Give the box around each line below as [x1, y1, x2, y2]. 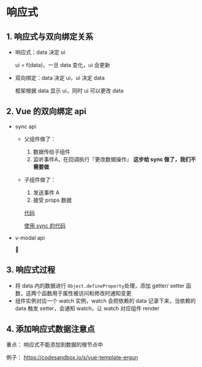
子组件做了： [24, 176, 56, 183]
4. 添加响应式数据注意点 [6, 324, 95, 334]
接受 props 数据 [33, 196, 72, 203]
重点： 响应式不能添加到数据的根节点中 [6, 341, 103, 348]
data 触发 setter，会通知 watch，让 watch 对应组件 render [14, 304, 160, 311]
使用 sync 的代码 [24, 222, 66, 229]
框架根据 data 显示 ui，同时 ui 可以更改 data [14, 87, 124, 94]
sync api [14, 123, 37, 130]
